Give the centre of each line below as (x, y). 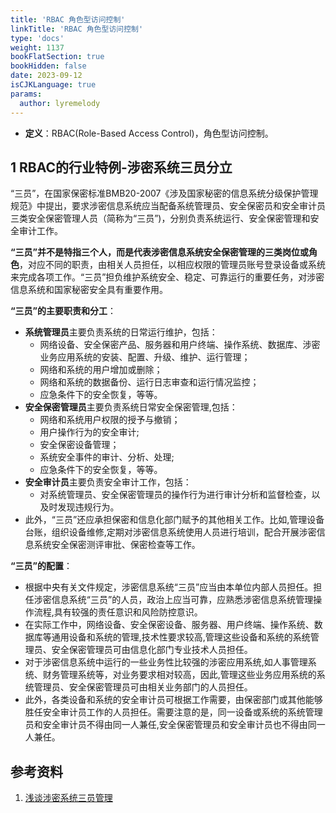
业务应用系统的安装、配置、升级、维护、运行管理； (145, 357)
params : (26, 94)
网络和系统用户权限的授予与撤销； (110, 420)
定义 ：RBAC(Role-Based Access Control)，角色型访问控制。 (149, 133)
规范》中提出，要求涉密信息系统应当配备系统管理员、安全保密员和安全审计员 (168, 206)
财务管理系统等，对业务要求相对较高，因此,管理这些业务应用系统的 (179, 675)
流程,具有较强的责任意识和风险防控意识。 (118, 612)
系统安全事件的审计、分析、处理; (107, 457)
